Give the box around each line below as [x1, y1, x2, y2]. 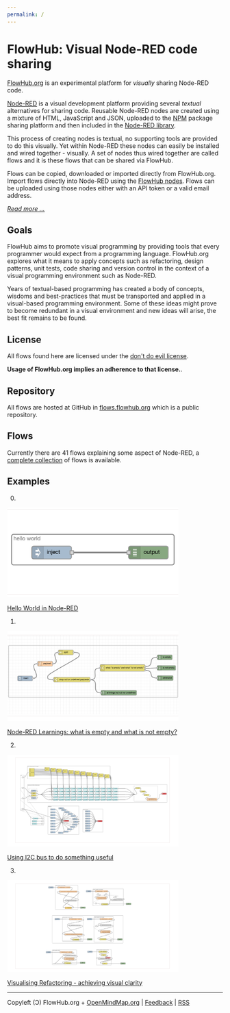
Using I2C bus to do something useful [7, 853, 114, 861]
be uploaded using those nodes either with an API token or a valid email [7, 184, 209, 192]
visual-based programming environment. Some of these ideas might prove [7, 299, 217, 308]
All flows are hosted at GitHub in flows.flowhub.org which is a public [7, 403, 200, 411]
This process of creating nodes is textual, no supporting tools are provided [7, 134, 218, 142]
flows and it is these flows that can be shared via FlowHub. [7, 156, 173, 164]
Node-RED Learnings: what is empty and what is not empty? [7, 728, 178, 736]
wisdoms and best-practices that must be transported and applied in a [7, 292, 206, 301]
